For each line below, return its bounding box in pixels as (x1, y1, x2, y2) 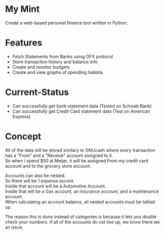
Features (5, 37, 42, 48)
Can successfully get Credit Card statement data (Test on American (12, 108, 151, 114)
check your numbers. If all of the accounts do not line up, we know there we (5, 219, 160, 225)
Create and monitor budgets (12, 64, 70, 70)
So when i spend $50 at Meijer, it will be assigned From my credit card (5, 157, 148, 164)
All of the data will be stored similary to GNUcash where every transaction (5, 147, 156, 153)
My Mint (5, 3, 40, 15)
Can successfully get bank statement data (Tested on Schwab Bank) (12, 103, 152, 109)
